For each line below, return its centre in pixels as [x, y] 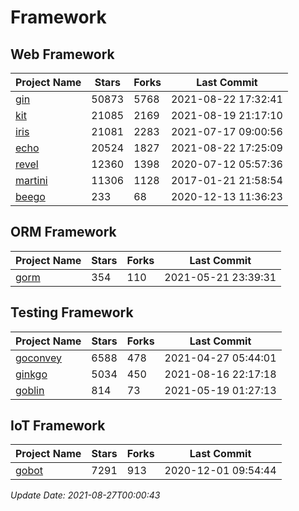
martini [31, 180]
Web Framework [62, 54]
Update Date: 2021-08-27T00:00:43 [85, 495]
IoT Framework [58, 426]
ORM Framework [63, 232]
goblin [30, 390]
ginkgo [31, 374]
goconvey [39, 358]
